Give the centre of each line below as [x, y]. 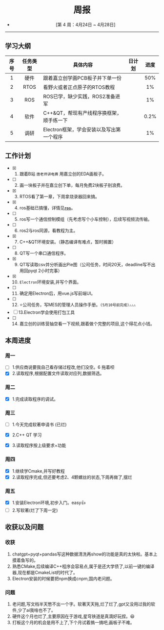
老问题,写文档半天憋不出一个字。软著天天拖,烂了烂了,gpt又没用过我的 [82, 604]
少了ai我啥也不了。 [37, 610]
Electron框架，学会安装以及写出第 [82, 129]
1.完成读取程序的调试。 [35, 399]
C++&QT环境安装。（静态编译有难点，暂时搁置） [68, 242]
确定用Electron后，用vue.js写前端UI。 [57, 293]
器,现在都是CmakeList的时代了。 [45, 572]
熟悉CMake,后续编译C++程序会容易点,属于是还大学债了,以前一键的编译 [83, 566]
